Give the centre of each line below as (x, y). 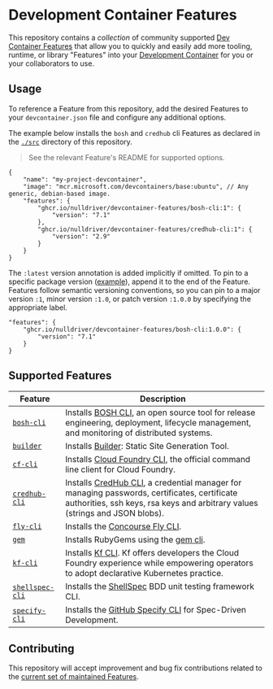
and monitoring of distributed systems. (139, 433)
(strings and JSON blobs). (115, 512)
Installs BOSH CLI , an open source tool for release (160, 412)
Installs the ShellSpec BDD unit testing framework (159, 586)
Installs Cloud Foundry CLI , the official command (157, 459)
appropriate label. (38, 307)
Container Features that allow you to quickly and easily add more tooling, (130, 46)
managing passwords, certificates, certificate (151, 492)
